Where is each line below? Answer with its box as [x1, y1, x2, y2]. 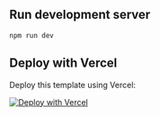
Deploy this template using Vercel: [9, 79, 137, 90]
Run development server [9, 7, 151, 22]
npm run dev [9, 31, 54, 40]
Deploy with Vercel [9, 56, 118, 71]
